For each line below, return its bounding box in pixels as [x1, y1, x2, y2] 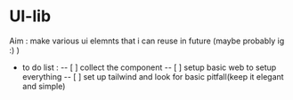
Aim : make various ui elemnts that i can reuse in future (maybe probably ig [9, 35, 285, 46]
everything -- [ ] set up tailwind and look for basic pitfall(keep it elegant [21, 71, 284, 81]
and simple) [21, 81, 66, 91]
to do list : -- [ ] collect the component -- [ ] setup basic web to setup [21, 62, 277, 73]
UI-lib [9, 6, 52, 27]
